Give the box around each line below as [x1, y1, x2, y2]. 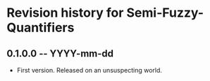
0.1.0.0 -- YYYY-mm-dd [6, 47, 114, 59]
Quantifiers [6, 20, 75, 36]
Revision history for [6, 5, 124, 21]
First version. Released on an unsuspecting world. [16, 66, 163, 74]
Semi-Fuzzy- [126, 5, 204, 21]
